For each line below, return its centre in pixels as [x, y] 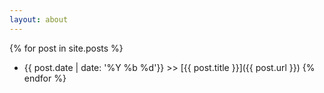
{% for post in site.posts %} [66, 48]
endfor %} [45, 78]
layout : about [39, 19]
